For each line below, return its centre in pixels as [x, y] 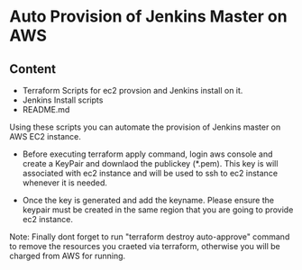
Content [33, 69]
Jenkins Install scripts [63, 100]
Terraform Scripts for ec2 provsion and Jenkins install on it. [133, 90]
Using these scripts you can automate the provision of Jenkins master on [145, 127]
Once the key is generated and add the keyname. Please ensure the [148, 200]
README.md [46, 109]
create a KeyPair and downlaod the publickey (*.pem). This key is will [150, 163]
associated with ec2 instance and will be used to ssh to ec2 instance [150, 173]
